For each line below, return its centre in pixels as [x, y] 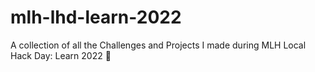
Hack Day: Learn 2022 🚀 [61, 55]
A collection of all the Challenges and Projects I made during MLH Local [158, 45]
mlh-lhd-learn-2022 [96, 17]
